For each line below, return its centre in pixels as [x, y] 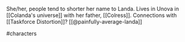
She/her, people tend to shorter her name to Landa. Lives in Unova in [93, 9]
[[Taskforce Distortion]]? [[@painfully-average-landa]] [74, 22]
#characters [22, 33]
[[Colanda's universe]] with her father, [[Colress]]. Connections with [92, 15]
